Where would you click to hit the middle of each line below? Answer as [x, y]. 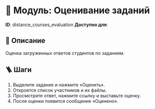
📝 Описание [25, 41]
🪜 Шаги [18, 70]
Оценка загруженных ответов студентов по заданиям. [65, 53]
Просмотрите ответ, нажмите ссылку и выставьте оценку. [77, 95]
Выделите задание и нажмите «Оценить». [59, 84]
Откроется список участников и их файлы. [60, 90]
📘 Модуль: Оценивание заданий [78, 10]
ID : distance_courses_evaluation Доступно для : [57, 25]
